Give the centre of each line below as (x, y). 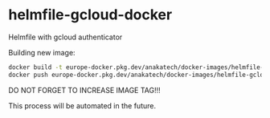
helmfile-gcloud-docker (90, 15)
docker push (28, 75)
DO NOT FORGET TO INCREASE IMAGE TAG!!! (84, 90)
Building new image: (42, 52)
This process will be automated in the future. (82, 105)
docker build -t (35, 67)
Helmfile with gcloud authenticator (65, 37)
